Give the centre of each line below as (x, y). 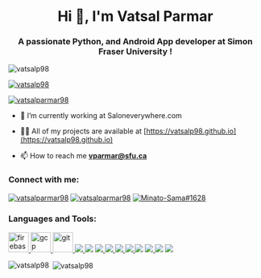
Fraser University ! (135, 51)
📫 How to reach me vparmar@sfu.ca (83, 156)
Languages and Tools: (52, 219)
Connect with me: (44, 180)
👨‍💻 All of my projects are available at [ (83, 131)
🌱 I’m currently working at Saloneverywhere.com (101, 116)
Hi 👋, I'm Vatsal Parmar (135, 16)
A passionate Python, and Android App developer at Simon (135, 42)
